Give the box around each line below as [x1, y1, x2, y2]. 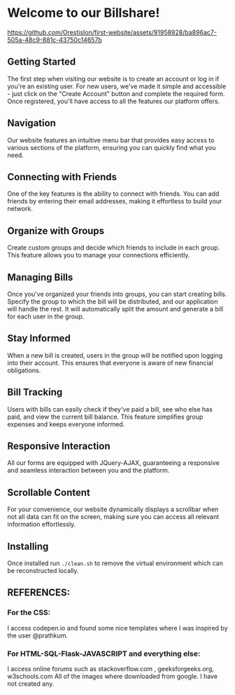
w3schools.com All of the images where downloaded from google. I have [7, 672, 218, 681]
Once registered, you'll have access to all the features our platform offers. [7, 97, 220, 105]
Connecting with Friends [7, 170, 117, 183]
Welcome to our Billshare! [7, 5, 160, 21]
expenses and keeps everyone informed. [7, 419, 125, 429]
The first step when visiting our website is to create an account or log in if [7, 74, 220, 83]
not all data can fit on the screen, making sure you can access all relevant [7, 513, 220, 521]
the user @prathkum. [7, 631, 69, 640]
